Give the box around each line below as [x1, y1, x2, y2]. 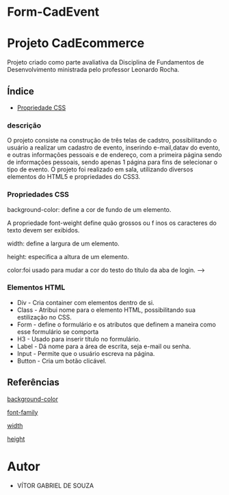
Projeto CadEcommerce [7, 36, 145, 51]
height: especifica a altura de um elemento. [7, 252, 130, 261]
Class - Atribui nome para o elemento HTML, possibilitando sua [16, 306, 196, 314]
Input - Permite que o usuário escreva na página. [16, 349, 155, 357]
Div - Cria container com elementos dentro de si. [16, 298, 155, 306]
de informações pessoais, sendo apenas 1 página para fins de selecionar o [7, 158, 217, 167]
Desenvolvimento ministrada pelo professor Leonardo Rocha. [7, 66, 180, 74]
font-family [7, 408, 38, 416]
